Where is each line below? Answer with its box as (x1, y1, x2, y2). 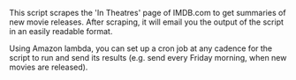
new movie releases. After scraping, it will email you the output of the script (9, 17, 285, 27)
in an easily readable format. (9, 26, 113, 36)
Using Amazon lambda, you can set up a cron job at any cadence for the (9, 43, 273, 54)
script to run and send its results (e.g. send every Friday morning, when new (9, 53, 287, 62)
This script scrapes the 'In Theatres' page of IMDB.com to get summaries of (9, 8, 286, 18)
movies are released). (9, 62, 88, 72)
